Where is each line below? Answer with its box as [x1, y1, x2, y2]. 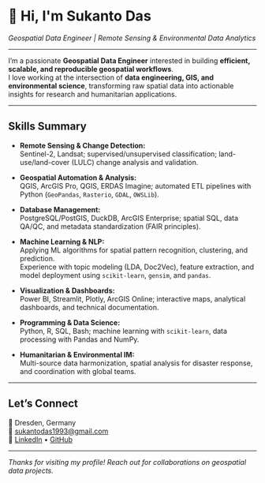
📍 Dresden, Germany [8, 417, 77, 427]
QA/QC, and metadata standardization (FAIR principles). [19, 221, 201, 231]
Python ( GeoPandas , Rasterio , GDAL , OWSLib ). [19, 189, 159, 199]
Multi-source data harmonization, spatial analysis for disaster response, [19, 358, 253, 368]
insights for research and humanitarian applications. [8, 89, 177, 99]
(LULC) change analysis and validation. [71, 157, 199, 167]
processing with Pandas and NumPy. [19, 335, 140, 344]
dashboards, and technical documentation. [19, 302, 159, 312]
